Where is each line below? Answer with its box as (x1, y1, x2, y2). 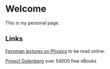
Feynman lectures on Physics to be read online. (5, 48, 105, 54)
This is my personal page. (5, 20, 60, 26)
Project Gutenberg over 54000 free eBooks (5, 58, 97, 64)
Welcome (5, 3, 47, 15)
